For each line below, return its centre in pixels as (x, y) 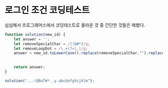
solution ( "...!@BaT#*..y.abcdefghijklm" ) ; (50, 80)
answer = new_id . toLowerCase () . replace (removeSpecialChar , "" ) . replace (89, 53)
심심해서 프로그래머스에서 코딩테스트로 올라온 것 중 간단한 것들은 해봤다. (75, 25)
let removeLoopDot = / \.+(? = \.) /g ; (51, 48)
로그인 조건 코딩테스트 (47, 10)
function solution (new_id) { (35, 34)
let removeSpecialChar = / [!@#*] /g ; (52, 44)
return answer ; (30, 67)
